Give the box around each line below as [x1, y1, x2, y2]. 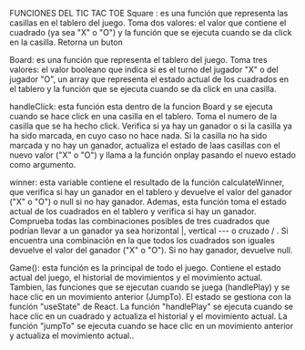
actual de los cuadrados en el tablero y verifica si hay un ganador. [9, 206, 257, 217]
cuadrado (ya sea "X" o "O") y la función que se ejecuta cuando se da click [9, 27, 292, 37]
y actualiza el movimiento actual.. [9, 330, 135, 341]
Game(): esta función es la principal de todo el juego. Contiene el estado [9, 262, 281, 273]
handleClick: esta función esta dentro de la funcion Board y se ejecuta [9, 101, 273, 112]
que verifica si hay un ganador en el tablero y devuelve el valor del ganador [9, 187, 293, 197]
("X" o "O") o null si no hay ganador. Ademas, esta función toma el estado [9, 196, 287, 207]
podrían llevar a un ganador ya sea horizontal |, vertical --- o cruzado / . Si [9, 225, 289, 236]
